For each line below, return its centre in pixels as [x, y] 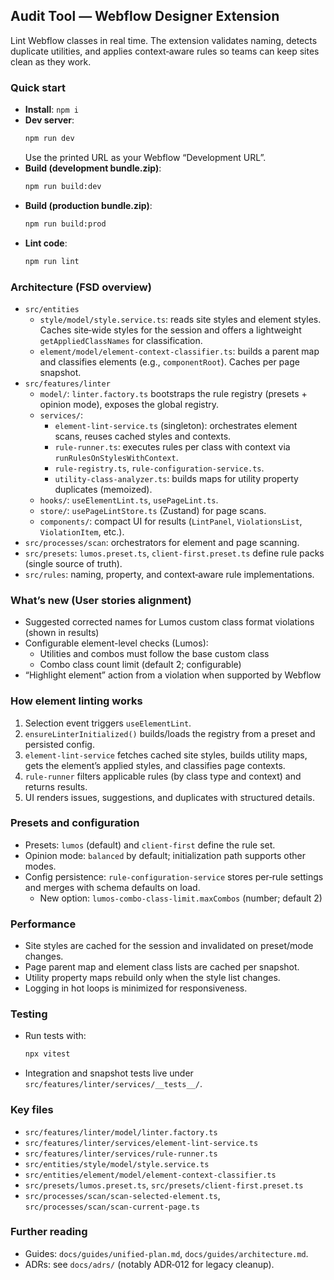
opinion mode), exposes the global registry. [129, 404]
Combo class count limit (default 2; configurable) [140, 665]
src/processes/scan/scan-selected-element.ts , [122, 1195]
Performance [43, 924]
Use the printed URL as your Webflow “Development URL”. [145, 157]
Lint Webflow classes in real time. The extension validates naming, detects [164, 40]
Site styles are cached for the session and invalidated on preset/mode [169, 946]
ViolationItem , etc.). [82, 531]
